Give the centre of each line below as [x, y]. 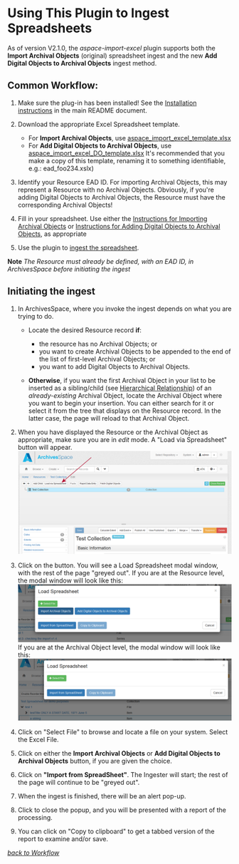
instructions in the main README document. [82, 110]
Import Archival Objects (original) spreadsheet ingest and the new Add [112, 56]
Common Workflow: [53, 86]
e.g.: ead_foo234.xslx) [61, 168]
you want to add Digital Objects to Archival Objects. [115, 366]
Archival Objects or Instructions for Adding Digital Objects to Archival [119, 226]
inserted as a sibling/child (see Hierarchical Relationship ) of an [120, 388]
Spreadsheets [50, 28]
